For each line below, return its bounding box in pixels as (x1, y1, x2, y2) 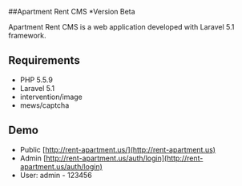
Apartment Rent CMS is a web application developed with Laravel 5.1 (8, 22, 235, 31)
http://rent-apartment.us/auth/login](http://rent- (46, 153, 204, 163)
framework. (8, 31, 46, 40)
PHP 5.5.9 (19, 75, 54, 85)
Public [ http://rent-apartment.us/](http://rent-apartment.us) (19, 144, 216, 154)
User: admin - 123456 (19, 170, 92, 180)
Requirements (8, 53, 80, 67)
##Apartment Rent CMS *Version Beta (8, 7, 135, 16)
